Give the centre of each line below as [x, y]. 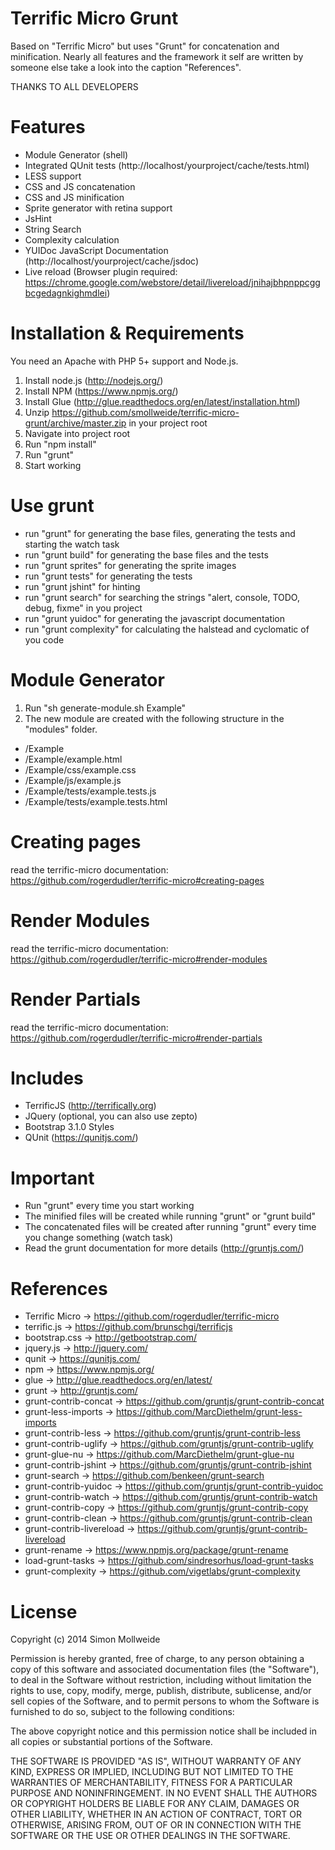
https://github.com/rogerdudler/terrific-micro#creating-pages [137, 880]
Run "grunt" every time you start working [109, 1206]
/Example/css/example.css [80, 769]
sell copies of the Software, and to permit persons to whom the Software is [165, 1701]
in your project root [168, 423]
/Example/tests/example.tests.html [96, 801]
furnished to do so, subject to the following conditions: [122, 1712]
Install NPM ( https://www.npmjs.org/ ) [101, 391]
